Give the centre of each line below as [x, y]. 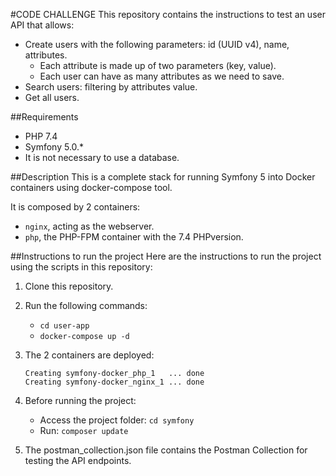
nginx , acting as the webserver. [89, 226]
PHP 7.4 [41, 136]
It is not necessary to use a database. [102, 157]
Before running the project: [80, 400]
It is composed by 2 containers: [75, 207]
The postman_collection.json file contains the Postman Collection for [166, 450]
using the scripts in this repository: [81, 267]
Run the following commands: [86, 305]
